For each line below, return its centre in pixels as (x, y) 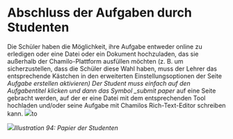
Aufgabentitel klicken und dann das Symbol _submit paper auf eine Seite (112, 91)
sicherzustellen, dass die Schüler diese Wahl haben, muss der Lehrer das (112, 68)
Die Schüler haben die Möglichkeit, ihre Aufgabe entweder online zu (105, 46)
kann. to (22, 113)
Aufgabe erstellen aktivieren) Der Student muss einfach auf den (99, 83)
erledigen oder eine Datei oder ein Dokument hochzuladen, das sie (103, 54)
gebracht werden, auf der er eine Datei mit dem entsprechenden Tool (106, 98)
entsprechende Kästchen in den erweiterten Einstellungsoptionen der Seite (115, 76)
